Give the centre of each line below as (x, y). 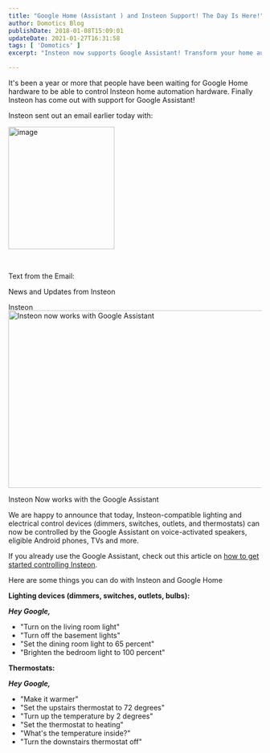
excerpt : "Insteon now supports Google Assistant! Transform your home (131, 53)
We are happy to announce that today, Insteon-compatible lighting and (125, 515)
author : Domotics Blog (46, 23)
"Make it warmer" (49, 699)
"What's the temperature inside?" (75, 733)
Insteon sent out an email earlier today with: (81, 116)
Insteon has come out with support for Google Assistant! (102, 100)
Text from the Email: (41, 276)
